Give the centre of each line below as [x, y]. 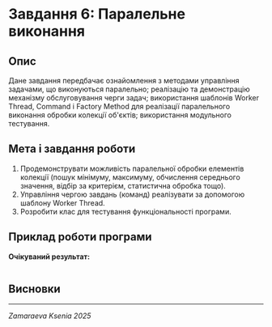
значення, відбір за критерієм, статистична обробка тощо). [123, 185]
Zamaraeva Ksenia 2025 [50, 316]
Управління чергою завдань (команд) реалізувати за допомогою [132, 194]
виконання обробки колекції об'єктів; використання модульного [120, 115]
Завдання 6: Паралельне [97, 14]
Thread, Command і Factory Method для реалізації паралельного [119, 106]
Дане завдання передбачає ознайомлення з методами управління [124, 81]
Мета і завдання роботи [72, 149]
